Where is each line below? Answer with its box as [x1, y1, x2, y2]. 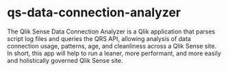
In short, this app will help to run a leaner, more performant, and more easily [7, 49, 221, 57]
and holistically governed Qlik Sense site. [7, 56, 123, 64]
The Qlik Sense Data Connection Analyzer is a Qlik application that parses [7, 27, 216, 35]
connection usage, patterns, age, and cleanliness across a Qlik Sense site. [7, 42, 217, 50]
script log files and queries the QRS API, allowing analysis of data [7, 34, 192, 42]
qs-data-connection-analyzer [7, 5, 181, 20]
